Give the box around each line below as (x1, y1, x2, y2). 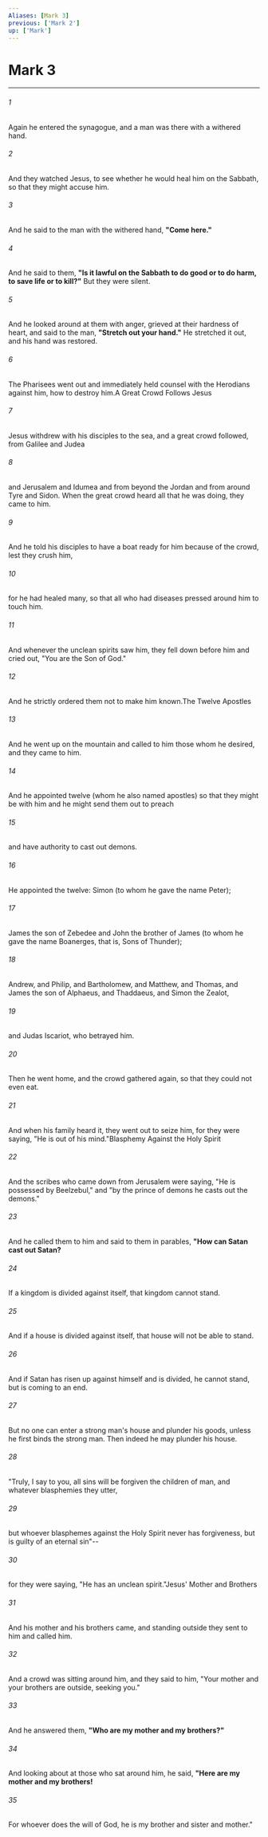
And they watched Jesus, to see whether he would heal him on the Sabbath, (8, 173, 259, 183)
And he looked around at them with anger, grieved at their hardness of (8, 320, 239, 329)
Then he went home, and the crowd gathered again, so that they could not (8, 1074, 253, 1084)
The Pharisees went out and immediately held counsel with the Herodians (8, 380, 250, 389)
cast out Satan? (8, 1245, 61, 1254)
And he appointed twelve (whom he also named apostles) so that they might (8, 791, 259, 800)
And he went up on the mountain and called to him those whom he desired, (8, 739, 255, 749)
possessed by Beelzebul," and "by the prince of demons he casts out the (8, 1185, 248, 1194)
